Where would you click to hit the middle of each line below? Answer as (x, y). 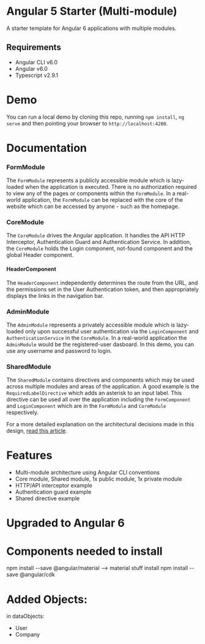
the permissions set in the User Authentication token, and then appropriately (102, 289)
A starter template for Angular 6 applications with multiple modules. (91, 28)
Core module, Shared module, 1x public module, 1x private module (99, 479)
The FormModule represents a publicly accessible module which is (88, 180)
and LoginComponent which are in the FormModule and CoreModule (86, 406)
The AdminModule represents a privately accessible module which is (91, 325)
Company (28, 635)
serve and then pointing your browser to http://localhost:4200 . (87, 123)
